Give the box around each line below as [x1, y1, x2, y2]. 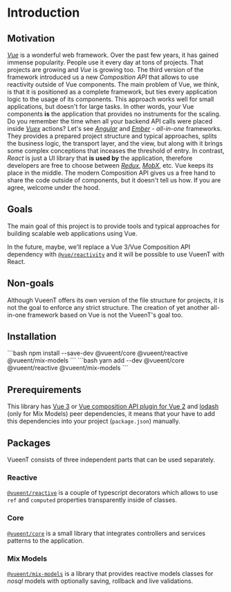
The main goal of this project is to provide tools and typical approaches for [7, 222, 220, 230]
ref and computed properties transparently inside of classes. [7, 496, 178, 504]
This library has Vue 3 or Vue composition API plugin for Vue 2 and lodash [7, 402, 219, 410]
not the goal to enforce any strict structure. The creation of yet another [7, 303, 210, 311]
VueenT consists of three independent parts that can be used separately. [7, 455, 216, 464]
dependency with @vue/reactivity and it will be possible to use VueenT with [7, 250, 225, 258]
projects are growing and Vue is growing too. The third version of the [7, 66, 204, 73]
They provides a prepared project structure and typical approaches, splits [7, 132, 217, 140]
